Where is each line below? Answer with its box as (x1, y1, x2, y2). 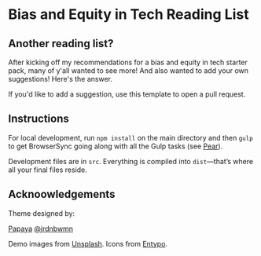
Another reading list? (8, 37, 114, 50)
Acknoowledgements (8, 188, 116, 201)
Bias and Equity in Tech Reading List (8, 5, 249, 24)
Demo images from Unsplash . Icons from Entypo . (8, 239, 167, 248)
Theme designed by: (8, 208, 75, 218)
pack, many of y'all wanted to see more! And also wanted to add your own (8, 66, 249, 75)
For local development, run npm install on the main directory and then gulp (8, 133, 253, 142)
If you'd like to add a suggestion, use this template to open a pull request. (8, 90, 246, 99)
